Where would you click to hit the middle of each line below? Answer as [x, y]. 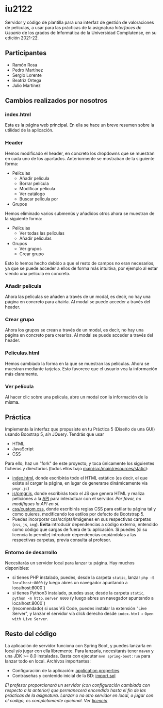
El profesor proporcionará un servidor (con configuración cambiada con [78, 685]
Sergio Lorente [27, 75]
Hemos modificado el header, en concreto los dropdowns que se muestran [80, 153]
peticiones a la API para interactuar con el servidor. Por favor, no [77, 498]
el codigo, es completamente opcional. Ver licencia [56, 700]
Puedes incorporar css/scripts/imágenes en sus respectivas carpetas [81, 519]
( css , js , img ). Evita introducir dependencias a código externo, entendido [85, 524]
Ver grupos [31, 248]
